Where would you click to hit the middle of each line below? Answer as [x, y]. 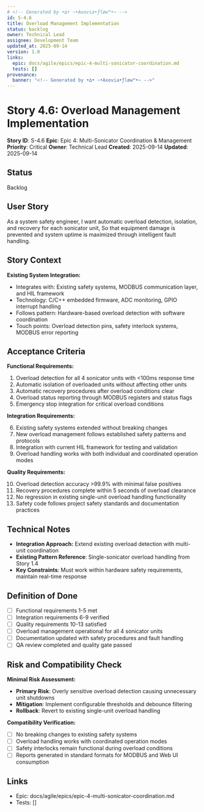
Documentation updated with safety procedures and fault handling [100, 638]
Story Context [34, 260]
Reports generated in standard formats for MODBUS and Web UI [97, 755]
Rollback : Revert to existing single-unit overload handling [88, 711]
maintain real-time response [51, 576]
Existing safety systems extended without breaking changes [92, 428]
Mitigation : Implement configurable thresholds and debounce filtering [104, 704]
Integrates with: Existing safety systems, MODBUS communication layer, [107, 287]
